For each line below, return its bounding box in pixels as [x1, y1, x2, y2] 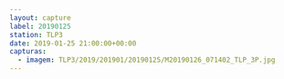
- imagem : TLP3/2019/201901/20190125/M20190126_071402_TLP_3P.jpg [17, 55, 276, 64]
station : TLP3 [9, 30, 64, 39]
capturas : [9, 47, 47, 56]
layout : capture [9, 13, 71, 23]
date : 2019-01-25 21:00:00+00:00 [9, 38, 137, 48]
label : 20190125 [9, 22, 71, 31]
